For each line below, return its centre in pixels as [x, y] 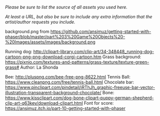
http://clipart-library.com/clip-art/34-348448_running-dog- [94, 52]
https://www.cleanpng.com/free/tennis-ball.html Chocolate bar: [70, 82]
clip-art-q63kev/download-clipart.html [44, 103]
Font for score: [99, 103]
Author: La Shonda [39, 67]
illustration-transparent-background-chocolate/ [53, 93]
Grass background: [122, 57]
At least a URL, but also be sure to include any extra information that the [79, 17]
